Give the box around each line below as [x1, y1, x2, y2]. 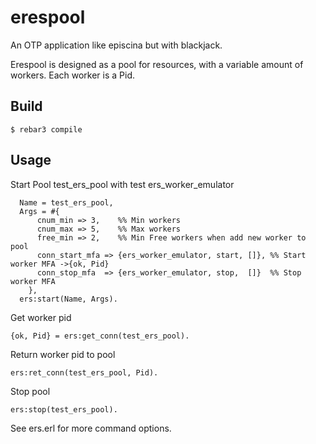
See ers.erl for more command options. [10, 422, 172, 434]
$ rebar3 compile [10, 124, 83, 135]
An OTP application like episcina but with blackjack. [10, 39, 223, 51]
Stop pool [10, 385, 51, 397]
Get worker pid [10, 311, 72, 323]
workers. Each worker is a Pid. [10, 69, 136, 81]
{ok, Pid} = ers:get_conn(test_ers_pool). [10, 331, 190, 341]
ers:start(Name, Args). [19, 294, 118, 304]
